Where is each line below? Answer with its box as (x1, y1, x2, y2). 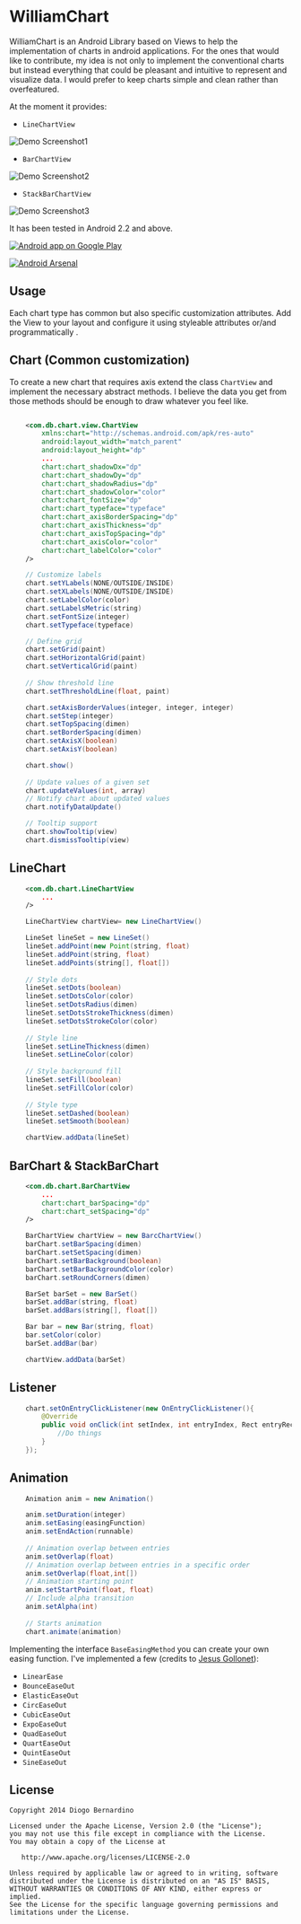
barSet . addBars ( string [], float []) (25, 1306, 159, 1315)
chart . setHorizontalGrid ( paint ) (25, 654, 146, 663)
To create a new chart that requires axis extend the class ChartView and (9, 376, 273, 387)
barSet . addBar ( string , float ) (25, 1297, 139, 1307)
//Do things (56, 1429, 102, 1438)
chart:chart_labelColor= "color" (41, 546, 163, 555)
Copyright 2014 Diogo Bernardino (9, 1806, 134, 1815)
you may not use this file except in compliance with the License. (9, 1830, 267, 1839)
